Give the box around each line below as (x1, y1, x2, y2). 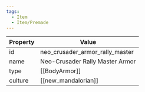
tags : (6, 8, 19, 15)
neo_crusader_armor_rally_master (40, 48, 134, 56)
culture (9, 77, 29, 85)
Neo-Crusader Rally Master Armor (40, 57, 136, 66)
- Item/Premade (11, 19, 49, 25)
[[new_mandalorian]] (40, 77, 99, 85)
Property (9, 38, 35, 46)
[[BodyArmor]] (40, 67, 81, 75)
